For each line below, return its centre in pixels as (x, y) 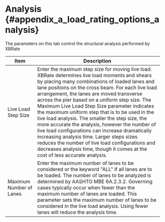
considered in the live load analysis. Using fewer (93, 206)
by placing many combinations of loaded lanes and (96, 81)
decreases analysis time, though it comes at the (92, 149)
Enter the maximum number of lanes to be (85, 163)
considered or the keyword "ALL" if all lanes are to (95, 169)
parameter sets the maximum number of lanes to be (97, 200)
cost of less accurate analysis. (72, 155)
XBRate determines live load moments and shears (95, 75)
